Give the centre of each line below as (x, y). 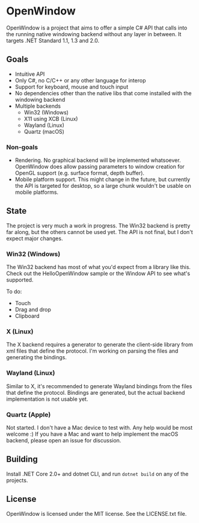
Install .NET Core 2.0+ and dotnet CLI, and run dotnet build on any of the (97, 474)
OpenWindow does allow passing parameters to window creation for (100, 167)
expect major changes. (35, 238)
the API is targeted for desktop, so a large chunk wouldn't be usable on (103, 186)
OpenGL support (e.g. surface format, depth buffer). (80, 173)
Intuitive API (30, 74)
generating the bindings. (37, 357)
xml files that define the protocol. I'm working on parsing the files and (92, 351)
